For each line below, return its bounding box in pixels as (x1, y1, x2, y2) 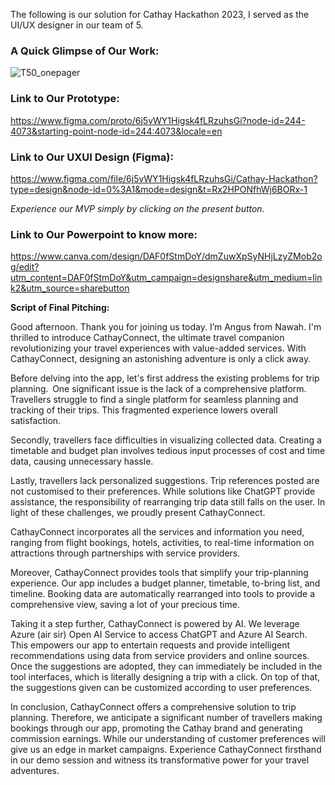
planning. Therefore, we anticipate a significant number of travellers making (10, 712, 323, 724)
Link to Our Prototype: (10, 92, 120, 106)
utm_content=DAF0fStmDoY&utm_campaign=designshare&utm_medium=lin (10, 272, 323, 284)
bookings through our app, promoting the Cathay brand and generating (10, 722, 303, 734)
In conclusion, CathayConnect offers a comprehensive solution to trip (10, 701, 297, 713)
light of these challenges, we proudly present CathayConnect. (10, 507, 266, 519)
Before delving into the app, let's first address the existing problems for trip (10, 372, 320, 384)
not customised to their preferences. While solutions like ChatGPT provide (10, 485, 316, 498)
